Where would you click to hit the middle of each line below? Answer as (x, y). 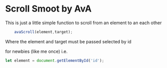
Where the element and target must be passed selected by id (68, 41)
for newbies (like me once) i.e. (36, 51)
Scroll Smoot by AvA (48, 9)
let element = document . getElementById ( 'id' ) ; (55, 60)
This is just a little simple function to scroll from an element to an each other (83, 23)
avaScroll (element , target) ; (43, 32)
